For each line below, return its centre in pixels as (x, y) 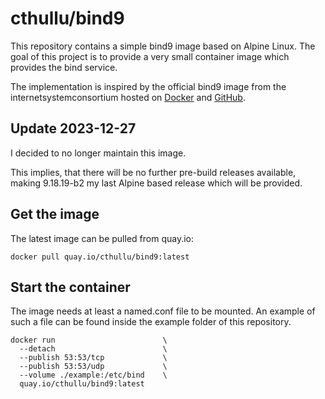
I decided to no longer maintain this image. (98, 153)
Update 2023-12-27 (73, 128)
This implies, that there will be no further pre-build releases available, (153, 172)
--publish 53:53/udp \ (93, 367)
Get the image (55, 214)
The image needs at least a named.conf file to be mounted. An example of (163, 311)
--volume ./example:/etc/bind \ (93, 375)
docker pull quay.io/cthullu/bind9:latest (100, 257)
